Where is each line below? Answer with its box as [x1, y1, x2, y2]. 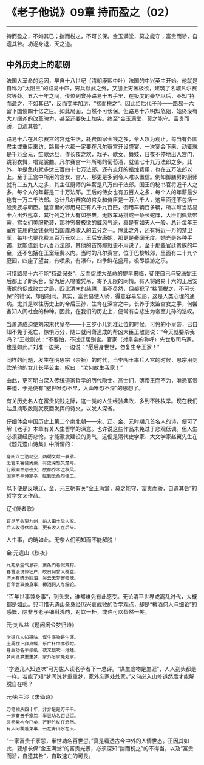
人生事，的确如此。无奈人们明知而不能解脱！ [6, 535, 118, 543]
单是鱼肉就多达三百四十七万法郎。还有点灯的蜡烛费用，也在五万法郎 [16, 165, 187, 173]
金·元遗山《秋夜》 [6, 549, 51, 556]
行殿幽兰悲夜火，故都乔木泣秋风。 [6, 466, 79, 472]
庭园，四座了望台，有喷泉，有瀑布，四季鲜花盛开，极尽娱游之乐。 [6, 256, 171, 264]
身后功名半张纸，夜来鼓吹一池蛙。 [6, 647, 79, 653]
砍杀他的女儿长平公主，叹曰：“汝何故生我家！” [6, 364, 123, 371]
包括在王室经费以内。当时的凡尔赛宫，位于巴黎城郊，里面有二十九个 [27, 249, 198, 256]
